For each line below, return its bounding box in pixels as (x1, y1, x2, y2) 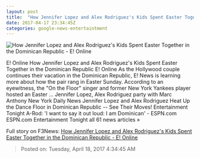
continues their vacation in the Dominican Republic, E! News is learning (6, 72, 181, 79)
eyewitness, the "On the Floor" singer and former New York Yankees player (6, 84, 191, 92)
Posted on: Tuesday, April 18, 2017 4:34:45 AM (20, 146, 136, 153)
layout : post (6, 8, 39, 15)
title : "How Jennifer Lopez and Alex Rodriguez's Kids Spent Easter (6, 14, 183, 20)
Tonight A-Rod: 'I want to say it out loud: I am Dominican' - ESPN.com (6, 110, 177, 117)
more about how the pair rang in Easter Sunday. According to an (6, 78, 164, 86)
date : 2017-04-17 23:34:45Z (6, 20, 76, 26)
